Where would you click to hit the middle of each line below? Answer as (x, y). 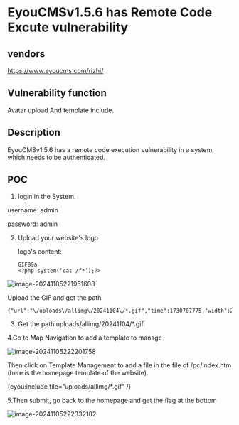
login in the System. (47, 197)
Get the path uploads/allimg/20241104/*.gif (80, 324)
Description (34, 133)
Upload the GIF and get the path (54, 298)
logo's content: (40, 252)
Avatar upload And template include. (61, 110)
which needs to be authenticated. (56, 157)
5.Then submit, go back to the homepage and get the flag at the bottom (112, 400)
